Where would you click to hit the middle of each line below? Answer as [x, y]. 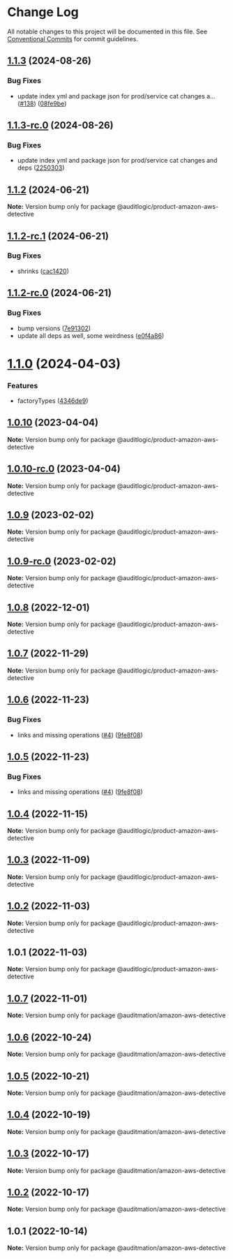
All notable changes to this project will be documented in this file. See [107, 31]
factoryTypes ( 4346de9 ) [53, 400]
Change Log [43, 12]
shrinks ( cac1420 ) [43, 271]
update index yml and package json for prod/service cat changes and [117, 161]
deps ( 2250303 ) [41, 168]
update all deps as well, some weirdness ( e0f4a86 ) [91, 335]
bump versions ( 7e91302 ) [54, 328]
